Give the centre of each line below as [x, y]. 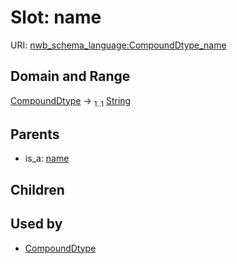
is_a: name [47, 158]
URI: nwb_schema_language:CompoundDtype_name [118, 45]
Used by [36, 224]
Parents [35, 134]
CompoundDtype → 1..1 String [71, 101]
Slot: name [56, 17]
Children [37, 189]
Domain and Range [70, 76]
